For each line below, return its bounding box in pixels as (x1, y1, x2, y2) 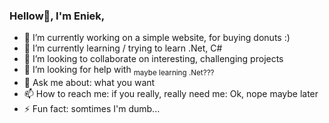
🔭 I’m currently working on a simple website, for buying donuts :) (23, 32, 291, 44)
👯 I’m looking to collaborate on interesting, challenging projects (23, 53, 284, 65)
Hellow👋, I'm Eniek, (9, 9, 106, 23)
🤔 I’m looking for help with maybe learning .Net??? (23, 64, 215, 78)
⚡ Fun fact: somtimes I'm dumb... (23, 103, 161, 115)
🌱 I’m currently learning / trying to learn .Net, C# (23, 42, 223, 54)
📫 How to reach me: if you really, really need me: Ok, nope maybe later (23, 88, 319, 100)
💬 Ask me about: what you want (23, 77, 156, 89)
